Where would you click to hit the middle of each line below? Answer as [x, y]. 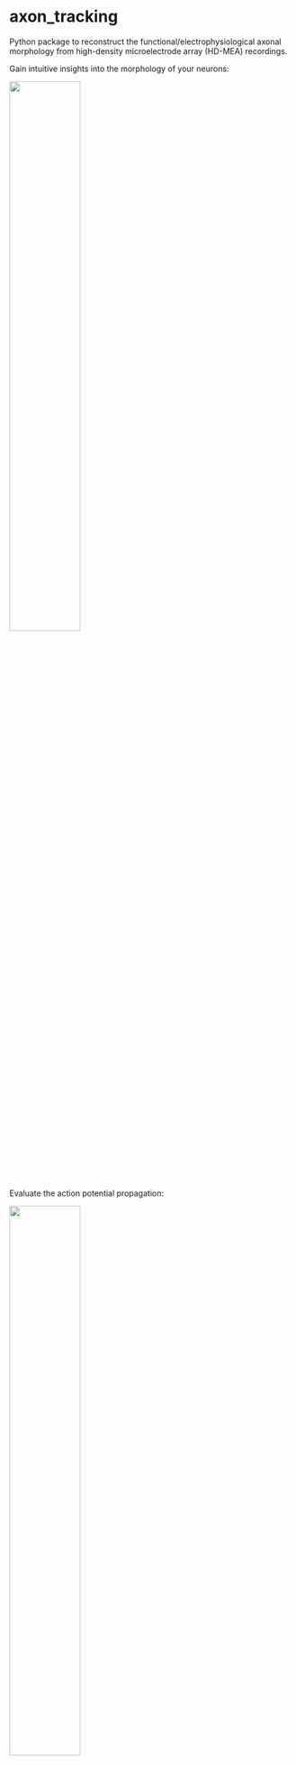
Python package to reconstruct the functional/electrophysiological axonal [145, 41]
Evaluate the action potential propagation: [87, 1193]
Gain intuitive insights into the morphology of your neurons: [119, 69]
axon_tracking [64, 17]
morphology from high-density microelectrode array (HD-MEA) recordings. [148, 51]
